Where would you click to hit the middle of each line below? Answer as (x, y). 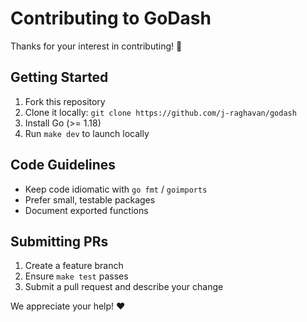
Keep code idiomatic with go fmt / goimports (116, 189)
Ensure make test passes (76, 276)
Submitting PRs (59, 241)
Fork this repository (65, 101)
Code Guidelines (63, 165)
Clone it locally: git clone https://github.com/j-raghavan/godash (160, 112)
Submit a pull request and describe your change (124, 287)
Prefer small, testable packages (90, 199)
